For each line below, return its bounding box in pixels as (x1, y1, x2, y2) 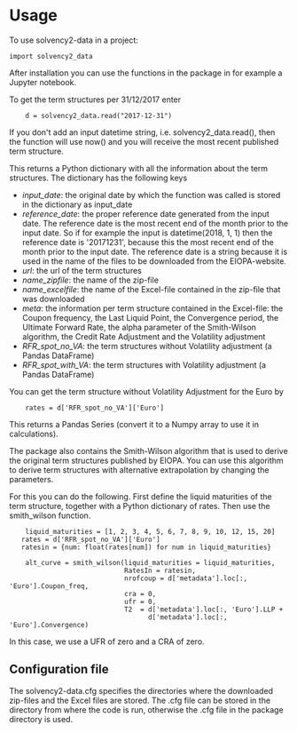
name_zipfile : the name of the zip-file (21, 275, 160, 285)
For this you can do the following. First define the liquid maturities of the (9, 490, 272, 502)
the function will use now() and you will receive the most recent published (9, 136, 279, 147)
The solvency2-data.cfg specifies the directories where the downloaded (9, 685, 273, 696)
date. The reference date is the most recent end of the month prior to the (21, 218, 289, 228)
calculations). (9, 428, 59, 439)
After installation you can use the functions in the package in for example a (9, 68, 283, 78)
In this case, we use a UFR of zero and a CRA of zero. (9, 636, 206, 647)
